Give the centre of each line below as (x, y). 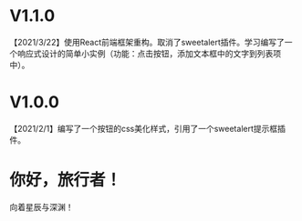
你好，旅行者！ (66, 181)
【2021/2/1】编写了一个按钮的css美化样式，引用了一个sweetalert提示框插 (147, 128)
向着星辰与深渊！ (42, 206)
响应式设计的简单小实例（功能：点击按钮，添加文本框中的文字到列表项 (149, 53)
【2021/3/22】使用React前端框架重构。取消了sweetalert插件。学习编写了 (147, 42)
